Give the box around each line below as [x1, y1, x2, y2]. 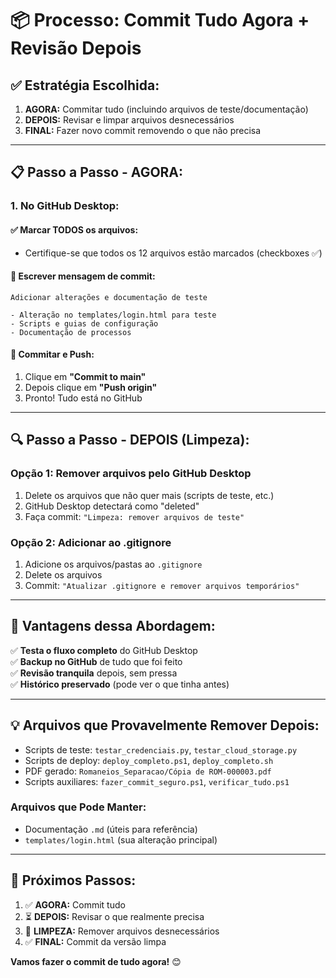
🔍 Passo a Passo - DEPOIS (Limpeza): [10, 432, 250, 449]
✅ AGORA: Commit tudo [24, 898, 126, 911]
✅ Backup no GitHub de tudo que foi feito [10, 655, 183, 667]
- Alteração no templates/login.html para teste [10, 310, 217, 320]
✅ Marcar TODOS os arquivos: [10, 223, 139, 236]
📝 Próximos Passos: [10, 872, 137, 889]
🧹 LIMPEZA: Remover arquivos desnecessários [24, 925, 220, 937]
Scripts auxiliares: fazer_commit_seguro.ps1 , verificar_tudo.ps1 [24, 775, 290, 787]
